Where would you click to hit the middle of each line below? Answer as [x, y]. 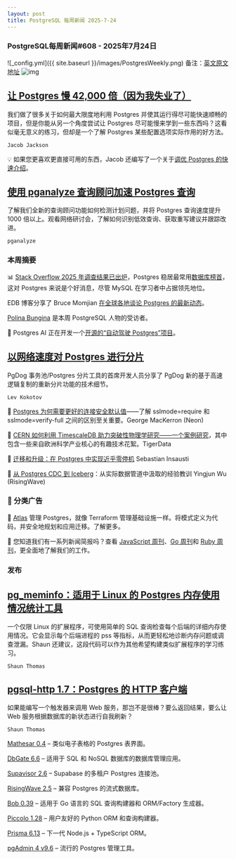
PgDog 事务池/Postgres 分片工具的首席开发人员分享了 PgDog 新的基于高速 [115, 375]
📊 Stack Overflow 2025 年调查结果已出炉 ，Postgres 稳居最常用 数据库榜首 [115, 277]
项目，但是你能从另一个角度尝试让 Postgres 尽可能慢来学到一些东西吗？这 [114, 123]
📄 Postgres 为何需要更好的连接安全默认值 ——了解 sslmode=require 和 [109, 411]
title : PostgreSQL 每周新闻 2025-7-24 [62, 20]
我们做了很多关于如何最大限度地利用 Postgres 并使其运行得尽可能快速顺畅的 [117, 114]
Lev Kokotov [25, 397]
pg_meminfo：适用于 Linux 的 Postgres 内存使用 [113, 595]
